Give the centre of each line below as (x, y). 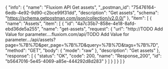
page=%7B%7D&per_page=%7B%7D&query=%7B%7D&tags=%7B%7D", (82, 45)
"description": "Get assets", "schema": (118, 13)
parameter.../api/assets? (30, 40)
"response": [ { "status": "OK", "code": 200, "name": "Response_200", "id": (83, 56)
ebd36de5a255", (23, 29)
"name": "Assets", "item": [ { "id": (40, 23)
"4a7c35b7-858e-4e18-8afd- (106, 23)
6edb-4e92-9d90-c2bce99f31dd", (41, 13)
